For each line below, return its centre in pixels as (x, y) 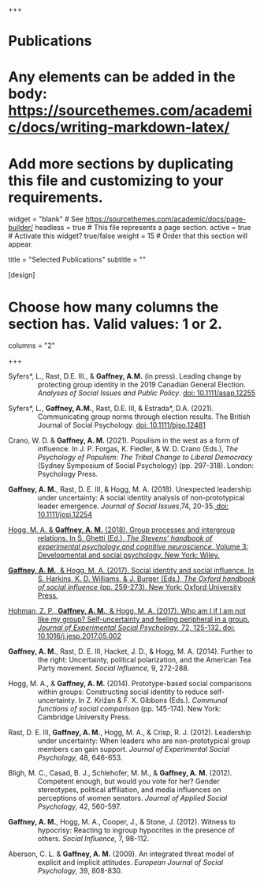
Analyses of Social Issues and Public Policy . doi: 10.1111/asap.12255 (147, 393)
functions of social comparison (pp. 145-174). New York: (130, 709)
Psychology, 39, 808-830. (80, 871)
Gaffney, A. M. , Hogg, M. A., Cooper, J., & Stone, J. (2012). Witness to (122, 822)
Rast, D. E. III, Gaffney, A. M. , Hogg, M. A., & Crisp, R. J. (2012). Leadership (130, 733)
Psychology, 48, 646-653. (80, 758)
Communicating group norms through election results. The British (144, 417)
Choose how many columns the (113, 307)
